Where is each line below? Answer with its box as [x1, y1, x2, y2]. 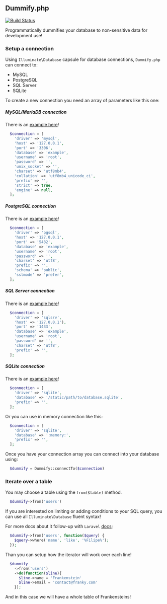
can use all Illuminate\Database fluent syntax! [5, 513, 102, 520]
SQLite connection [5, 363, 45, 369]
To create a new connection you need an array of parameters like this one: [5, 98, 160, 104]
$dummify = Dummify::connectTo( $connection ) [10, 466, 105, 471]
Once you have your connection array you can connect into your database [5, 451, 159, 457]
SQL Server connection [5, 288, 55, 294]
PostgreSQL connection [5, 203, 56, 209]
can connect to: [5, 62, 38, 68]
